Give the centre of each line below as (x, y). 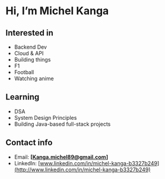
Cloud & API (29, 53)
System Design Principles (45, 117)
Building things (32, 60)
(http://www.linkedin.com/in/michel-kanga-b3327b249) (82, 170)
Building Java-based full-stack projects (62, 124)
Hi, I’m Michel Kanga (57, 11)
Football (24, 72)
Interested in (30, 33)
